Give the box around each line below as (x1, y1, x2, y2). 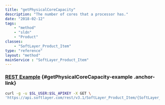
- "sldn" (14, 30, 32, 35)
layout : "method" (5, 52, 41, 58)
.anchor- (133, 74, 155, 80)
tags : (5, 21, 16, 26)
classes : (5, 39, 23, 44)
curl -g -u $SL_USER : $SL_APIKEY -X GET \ (5, 91, 91, 96)
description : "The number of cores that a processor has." (5, 12, 129, 17)
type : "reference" (5, 48, 43, 53)
